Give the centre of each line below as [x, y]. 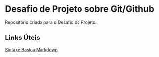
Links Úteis [23, 38]
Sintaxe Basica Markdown [32, 49]
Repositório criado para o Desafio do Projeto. [51, 22]
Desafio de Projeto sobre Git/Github [80, 9]
